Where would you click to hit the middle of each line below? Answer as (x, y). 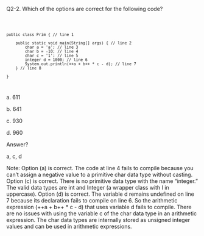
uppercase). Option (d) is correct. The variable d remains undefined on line (100, 194)
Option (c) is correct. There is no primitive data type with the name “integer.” (102, 181)
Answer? (17, 144)
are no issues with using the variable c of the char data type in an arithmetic (101, 213)
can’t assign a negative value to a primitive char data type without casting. (100, 174)
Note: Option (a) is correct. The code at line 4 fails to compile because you (100, 168)
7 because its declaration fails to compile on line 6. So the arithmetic (92, 200)
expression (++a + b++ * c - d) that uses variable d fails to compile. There (99, 207)
